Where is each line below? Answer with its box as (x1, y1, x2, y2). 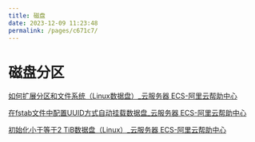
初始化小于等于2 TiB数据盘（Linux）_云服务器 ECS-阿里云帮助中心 (8, 125, 226, 135)
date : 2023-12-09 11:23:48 (8, 19, 98, 27)
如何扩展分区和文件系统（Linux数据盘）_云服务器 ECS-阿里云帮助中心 (8, 91, 237, 101)
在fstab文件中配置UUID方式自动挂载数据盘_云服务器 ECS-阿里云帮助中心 (8, 108, 247, 118)
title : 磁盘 (8, 11, 46, 20)
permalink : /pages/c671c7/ (8, 26, 98, 34)
